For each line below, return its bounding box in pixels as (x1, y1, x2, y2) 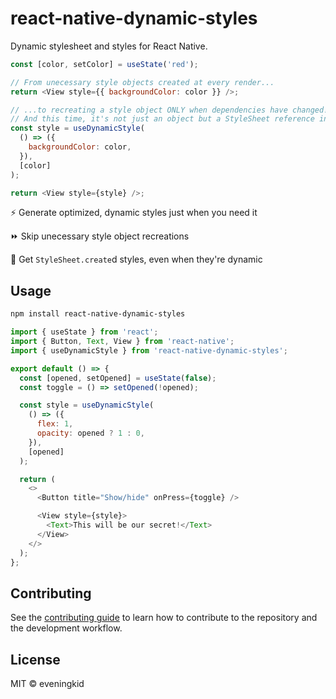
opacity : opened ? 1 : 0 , (36, 428, 145, 438)
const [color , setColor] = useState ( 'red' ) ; (10, 59, 199, 69)
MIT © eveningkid (10, 678, 85, 689)
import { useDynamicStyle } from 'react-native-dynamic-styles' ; (10, 345, 288, 356)
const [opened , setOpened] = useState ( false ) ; (19, 373, 217, 383)
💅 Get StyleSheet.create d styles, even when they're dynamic (10, 253, 263, 266)
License (10, 651, 61, 668)
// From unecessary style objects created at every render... (10, 77, 275, 87)
